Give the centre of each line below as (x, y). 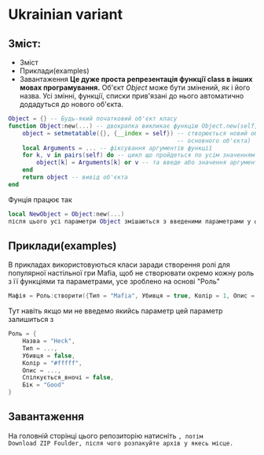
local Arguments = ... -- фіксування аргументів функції (117, 148)
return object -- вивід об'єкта (75, 177)
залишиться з (31, 320)
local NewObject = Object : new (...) (66, 214)
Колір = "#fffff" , (52, 363)
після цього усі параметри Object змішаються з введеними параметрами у (130, 221)
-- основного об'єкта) (214, 141)
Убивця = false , (49, 356)
